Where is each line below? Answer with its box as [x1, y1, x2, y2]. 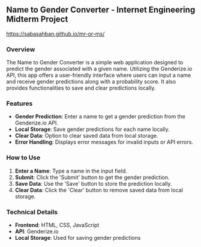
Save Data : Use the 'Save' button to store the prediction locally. [14, 180, 172, 187]
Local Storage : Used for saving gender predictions [14, 234, 141, 241]
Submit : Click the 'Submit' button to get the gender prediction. [14, 174, 170, 181]
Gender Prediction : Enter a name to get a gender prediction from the [14, 113, 186, 120]
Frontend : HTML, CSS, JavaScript [14, 222, 100, 228]
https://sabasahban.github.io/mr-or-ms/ [6, 30, 105, 37]
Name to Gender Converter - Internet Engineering [6, 5, 196, 15]
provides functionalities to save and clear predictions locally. [6, 84, 156, 92]
